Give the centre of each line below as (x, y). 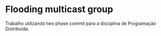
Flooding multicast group (59, 9)
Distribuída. (17, 28)
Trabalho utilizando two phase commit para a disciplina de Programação (80, 23)
